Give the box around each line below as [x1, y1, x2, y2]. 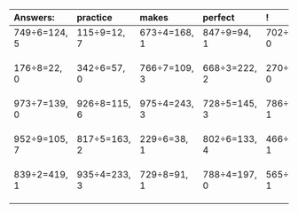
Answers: [13, 12, 55, 23]
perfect [202, 12, 235, 23]
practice [76, 12, 113, 23]
